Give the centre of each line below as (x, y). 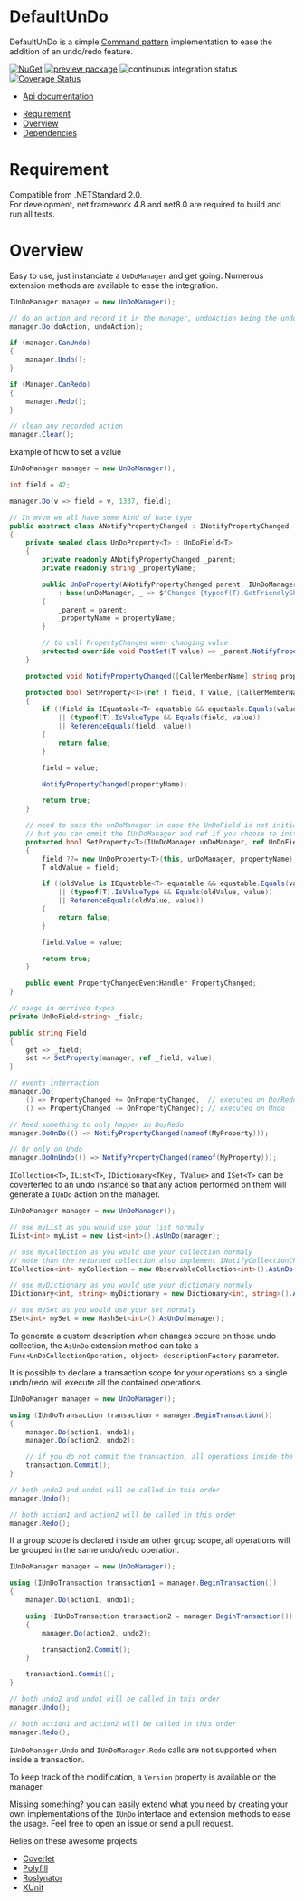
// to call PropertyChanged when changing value (135, 643)
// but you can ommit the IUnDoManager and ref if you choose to (152, 834)
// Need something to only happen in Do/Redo (96, 1124)
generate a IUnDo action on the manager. (85, 1194)
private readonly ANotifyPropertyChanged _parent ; (139, 560)
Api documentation (58, 96)
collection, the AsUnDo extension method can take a (104, 1345)
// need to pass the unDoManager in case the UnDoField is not (147, 825)
